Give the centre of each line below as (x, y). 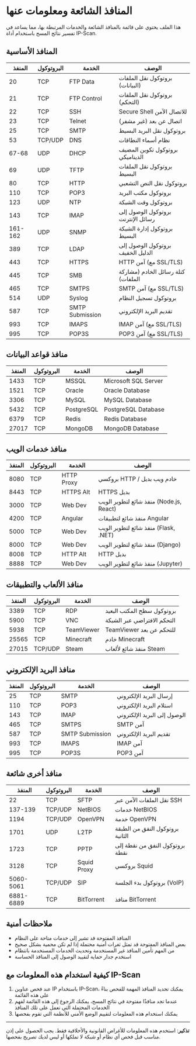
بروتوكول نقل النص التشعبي (153, 183)
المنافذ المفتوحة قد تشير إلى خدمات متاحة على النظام (73, 938)
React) (107, 509)
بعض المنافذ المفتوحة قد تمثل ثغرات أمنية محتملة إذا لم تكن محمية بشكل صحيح (100, 944)
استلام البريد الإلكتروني (145, 705)
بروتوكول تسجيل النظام (148, 298)
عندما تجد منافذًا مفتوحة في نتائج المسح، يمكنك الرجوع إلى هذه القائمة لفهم (96, 1002)
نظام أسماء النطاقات (144, 140)
